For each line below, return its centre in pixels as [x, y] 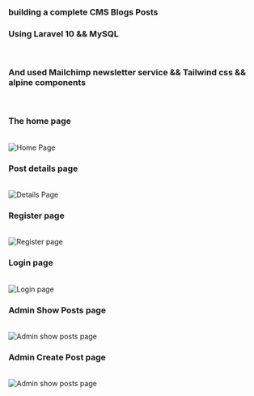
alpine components [47, 83]
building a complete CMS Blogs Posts [83, 12]
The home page [40, 121]
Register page [36, 215]
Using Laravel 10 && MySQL [63, 33]
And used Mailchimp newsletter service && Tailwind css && [127, 73]
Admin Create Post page [57, 357]
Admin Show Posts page [57, 310]
